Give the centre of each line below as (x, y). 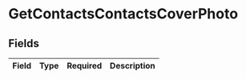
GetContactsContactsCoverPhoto (123, 14)
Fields (24, 43)
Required (85, 66)
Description (133, 66)
